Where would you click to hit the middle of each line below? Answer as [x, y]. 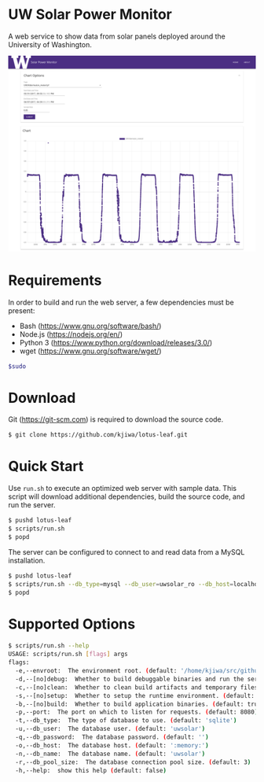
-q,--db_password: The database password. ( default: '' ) [112, 737]
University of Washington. [50, 44]
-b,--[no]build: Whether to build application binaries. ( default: [130, 704]
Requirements [55, 280]
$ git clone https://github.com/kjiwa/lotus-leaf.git [98, 435]
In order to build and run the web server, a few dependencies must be [121, 302]
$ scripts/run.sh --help [49, 646]
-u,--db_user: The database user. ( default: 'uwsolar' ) [110, 729]
